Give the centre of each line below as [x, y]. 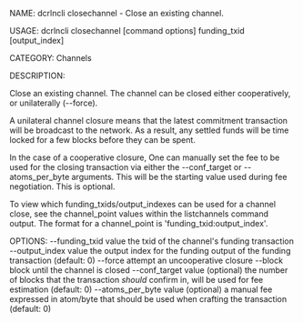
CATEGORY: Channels [51, 58]
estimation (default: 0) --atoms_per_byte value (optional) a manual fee [141, 289]
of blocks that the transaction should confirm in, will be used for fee [136, 280]
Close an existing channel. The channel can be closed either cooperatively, [150, 93]
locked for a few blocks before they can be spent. [102, 140]
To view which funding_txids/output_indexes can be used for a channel [142, 204]
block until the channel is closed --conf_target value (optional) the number [149, 270]
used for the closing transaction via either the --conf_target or [126, 167]
